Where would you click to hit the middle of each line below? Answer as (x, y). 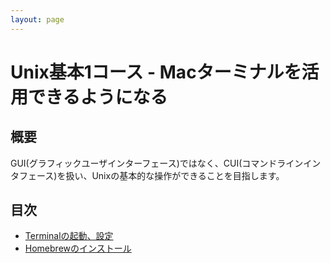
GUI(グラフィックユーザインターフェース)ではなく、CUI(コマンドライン (157, 163)
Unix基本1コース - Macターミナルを (156, 72)
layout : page (37, 19)
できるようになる (98, 97)
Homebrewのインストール (78, 248)
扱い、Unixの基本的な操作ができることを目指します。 (175, 175)
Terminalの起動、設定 (69, 236)
